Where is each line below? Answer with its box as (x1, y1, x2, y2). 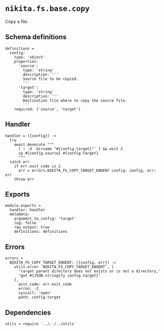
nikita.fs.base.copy (5, 4, 90, 13)
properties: (14, 59, 39, 64)
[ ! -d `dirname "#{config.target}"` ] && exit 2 (18, 146, 123, 151)
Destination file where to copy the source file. (23, 98, 127, 103)
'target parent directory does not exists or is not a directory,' (18, 269, 161, 274)
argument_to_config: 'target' (14, 216, 77, 221)
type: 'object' (14, 55, 46, 59)
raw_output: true (14, 225, 50, 230)
